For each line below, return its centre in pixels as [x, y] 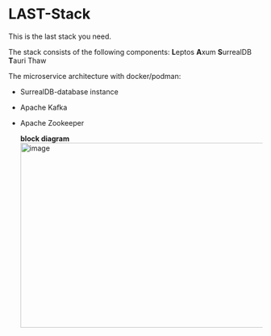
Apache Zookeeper [52, 122]
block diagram [45, 139]
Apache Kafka [44, 107]
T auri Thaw [27, 60]
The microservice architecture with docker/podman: [95, 76]
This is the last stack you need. [60, 36]
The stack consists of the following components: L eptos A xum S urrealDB [130, 52]
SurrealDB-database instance [69, 91]
